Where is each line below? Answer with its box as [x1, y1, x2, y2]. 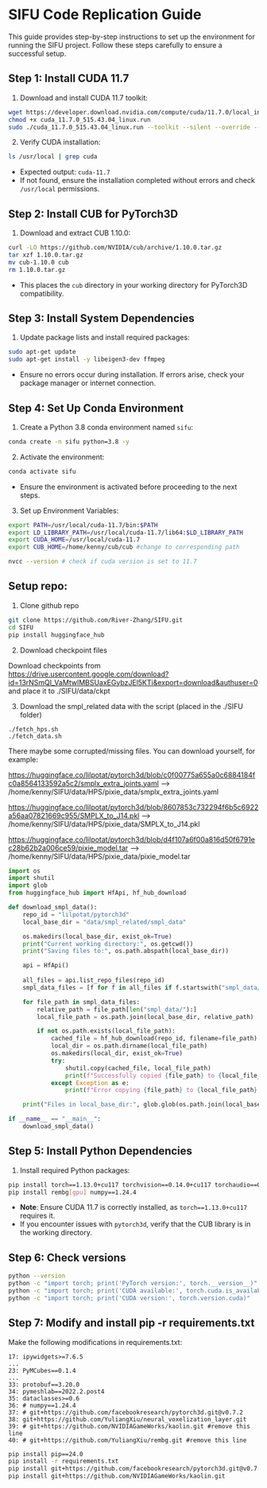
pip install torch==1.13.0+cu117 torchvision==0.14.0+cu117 [8, 1180, 212, 1189]
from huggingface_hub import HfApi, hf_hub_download [8, 889, 187, 897]
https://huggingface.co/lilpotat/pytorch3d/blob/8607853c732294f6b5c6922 [8, 802, 259, 812]
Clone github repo [19, 600, 79, 610]
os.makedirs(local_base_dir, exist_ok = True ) [22, 932, 172, 940]
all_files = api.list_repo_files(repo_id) [22, 976, 165, 984]
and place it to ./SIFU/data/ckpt [8, 686, 110, 696]
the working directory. [19, 1228, 93, 1238]
